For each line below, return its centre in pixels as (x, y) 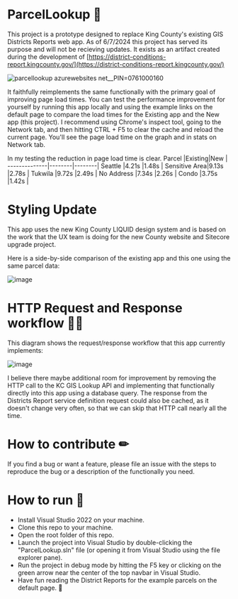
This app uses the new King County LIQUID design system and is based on (117, 229)
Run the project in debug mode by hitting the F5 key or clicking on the (119, 565)
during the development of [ (48, 57)
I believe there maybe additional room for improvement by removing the (112, 378)
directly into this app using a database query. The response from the (107, 392)
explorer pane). (40, 557)
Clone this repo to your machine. (65, 527)
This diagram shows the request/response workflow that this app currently (116, 343)
